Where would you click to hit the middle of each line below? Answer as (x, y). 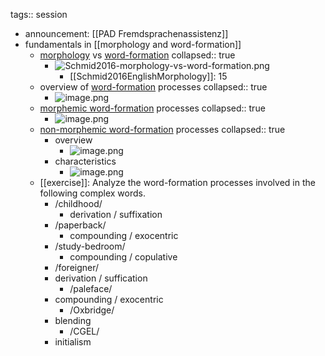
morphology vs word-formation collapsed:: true (137, 55)
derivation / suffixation (116, 214)
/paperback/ (80, 225)
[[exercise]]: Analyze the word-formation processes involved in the (177, 182)
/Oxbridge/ (92, 310)
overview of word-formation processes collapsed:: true (153, 87)
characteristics (85, 161)
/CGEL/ (84, 331)
